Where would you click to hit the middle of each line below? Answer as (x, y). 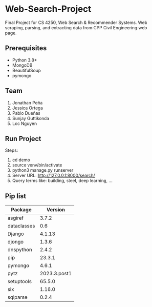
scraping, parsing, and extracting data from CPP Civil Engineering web (76, 27)
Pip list (16, 196)
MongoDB (22, 65)
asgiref (16, 218)
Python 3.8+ (25, 60)
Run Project (23, 138)
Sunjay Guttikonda (31, 118)
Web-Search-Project (48, 9)
